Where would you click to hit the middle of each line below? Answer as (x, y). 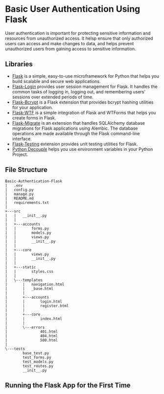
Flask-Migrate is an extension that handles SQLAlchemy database (79, 123)
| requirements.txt (27, 202)
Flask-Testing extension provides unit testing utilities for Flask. (75, 144)
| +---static (21, 267)
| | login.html (34, 301)
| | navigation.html (35, 284)
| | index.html (34, 319)
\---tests (15, 349)
